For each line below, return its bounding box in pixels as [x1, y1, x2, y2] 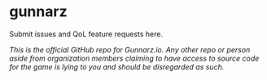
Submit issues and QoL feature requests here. [9, 29, 164, 39]
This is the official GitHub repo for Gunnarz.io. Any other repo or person [9, 44, 251, 54]
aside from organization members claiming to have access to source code [9, 53, 260, 63]
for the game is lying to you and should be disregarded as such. [9, 61, 225, 71]
